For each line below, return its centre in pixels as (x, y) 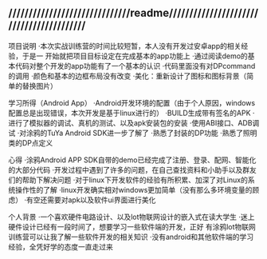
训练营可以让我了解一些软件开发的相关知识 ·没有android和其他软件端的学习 (131, 237)
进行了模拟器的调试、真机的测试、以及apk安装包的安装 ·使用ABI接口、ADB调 (134, 122)
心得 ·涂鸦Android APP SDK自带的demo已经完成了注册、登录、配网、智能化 (132, 160)
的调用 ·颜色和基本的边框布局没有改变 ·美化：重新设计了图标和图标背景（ (128, 76)
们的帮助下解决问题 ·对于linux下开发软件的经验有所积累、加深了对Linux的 (128, 180)
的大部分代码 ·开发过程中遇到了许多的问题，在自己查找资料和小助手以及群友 (132, 169)
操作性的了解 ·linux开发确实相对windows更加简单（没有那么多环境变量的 (133, 189)
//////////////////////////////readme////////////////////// (133, 13)
